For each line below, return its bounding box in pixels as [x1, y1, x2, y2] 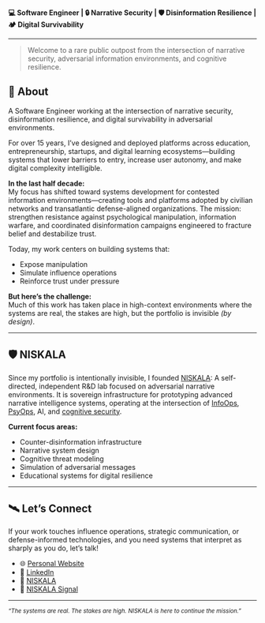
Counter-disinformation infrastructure [19, 437, 142, 446]
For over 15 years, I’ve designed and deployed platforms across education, [8, 138, 251, 148]
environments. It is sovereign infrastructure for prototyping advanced [8, 389, 233, 399]
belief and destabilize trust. [8, 229, 97, 238]
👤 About [8, 85, 49, 99]
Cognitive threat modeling [19, 454, 104, 463]
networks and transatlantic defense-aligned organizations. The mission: [8, 204, 242, 213]
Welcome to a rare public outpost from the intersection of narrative [27, 46, 245, 54]
